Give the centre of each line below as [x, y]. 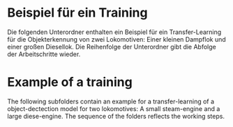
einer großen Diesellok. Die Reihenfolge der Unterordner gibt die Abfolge [112, 46]
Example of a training [70, 82]
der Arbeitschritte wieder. [44, 54]
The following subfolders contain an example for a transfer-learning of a [111, 101]
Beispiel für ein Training [77, 13]
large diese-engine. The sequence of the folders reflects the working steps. [116, 116]
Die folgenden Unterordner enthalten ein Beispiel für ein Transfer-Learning [114, 32]
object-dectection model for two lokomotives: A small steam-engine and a [114, 108]
